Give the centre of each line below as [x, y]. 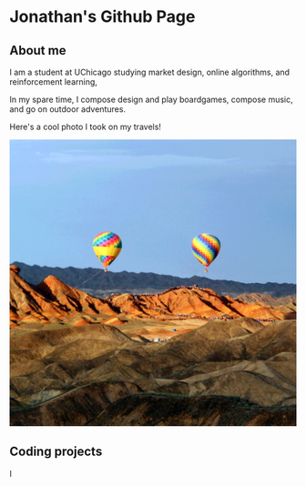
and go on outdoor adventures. [67, 109]
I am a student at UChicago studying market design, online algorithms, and [149, 72]
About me [38, 51]
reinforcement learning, [54, 82]
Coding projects [56, 452]
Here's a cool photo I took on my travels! [86, 127]
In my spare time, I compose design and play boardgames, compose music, [151, 99]
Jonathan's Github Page [102, 17]
